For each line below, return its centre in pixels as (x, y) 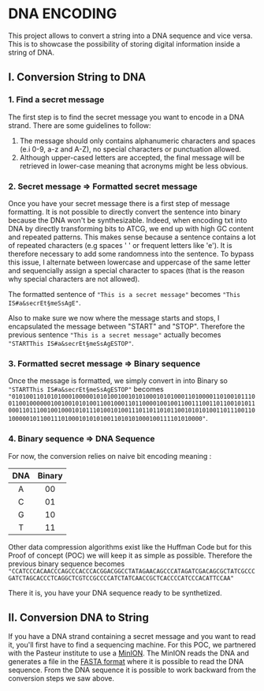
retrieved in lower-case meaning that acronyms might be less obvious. (134, 166)
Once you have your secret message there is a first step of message (119, 203)
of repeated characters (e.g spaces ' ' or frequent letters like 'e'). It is (120, 245)
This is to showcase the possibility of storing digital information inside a (124, 43)
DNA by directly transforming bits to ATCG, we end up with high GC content (131, 228)
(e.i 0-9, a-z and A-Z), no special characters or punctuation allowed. (130, 149)
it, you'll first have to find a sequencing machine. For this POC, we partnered (132, 645)
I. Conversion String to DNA (77, 77)
